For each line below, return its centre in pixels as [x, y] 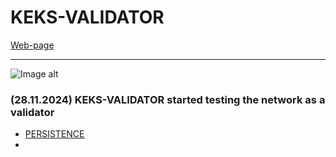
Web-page [32, 45]
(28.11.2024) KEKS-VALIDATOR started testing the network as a [168, 99]
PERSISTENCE [54, 134]
